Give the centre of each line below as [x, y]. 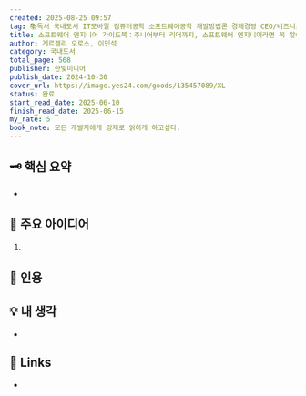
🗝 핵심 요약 [41, 167]
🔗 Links [31, 363]
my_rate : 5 [30, 119]
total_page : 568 [40, 60]
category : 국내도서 [42, 52]
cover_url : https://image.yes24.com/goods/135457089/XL [117, 86]
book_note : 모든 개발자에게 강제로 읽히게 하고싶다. [95, 128]
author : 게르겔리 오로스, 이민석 [63, 43]
